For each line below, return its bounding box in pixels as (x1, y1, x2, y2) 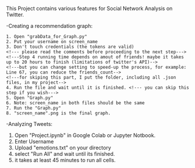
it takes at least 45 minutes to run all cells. (14, 157, 116, 163)
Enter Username (14, 138, 54, 145)
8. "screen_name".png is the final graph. (6, 110, 111, 116)
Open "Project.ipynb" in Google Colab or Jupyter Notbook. (14, 132, 156, 139)
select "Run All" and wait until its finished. (14, 150, 115, 157)
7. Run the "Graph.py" (6, 105, 61, 111)
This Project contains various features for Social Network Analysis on (6, 5, 173, 12)
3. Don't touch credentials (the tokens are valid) (6, 44, 134, 50)
